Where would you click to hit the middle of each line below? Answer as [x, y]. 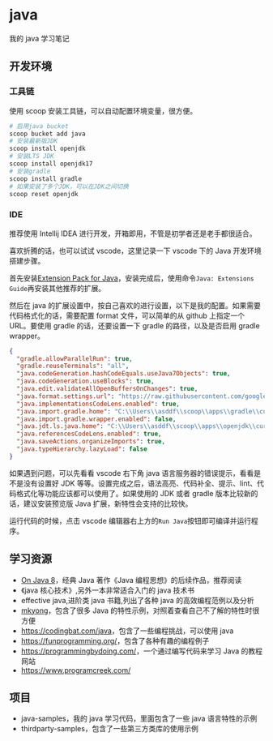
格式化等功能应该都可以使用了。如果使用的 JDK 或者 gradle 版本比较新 [134, 493]
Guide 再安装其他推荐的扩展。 [58, 288]
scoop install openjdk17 [51, 164]
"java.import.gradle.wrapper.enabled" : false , [96, 419]
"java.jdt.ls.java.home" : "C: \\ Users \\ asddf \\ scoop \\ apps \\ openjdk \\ [136, 426]
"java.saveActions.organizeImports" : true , [91, 442]
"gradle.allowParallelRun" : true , [75, 358]
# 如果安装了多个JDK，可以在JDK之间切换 [69, 186]
